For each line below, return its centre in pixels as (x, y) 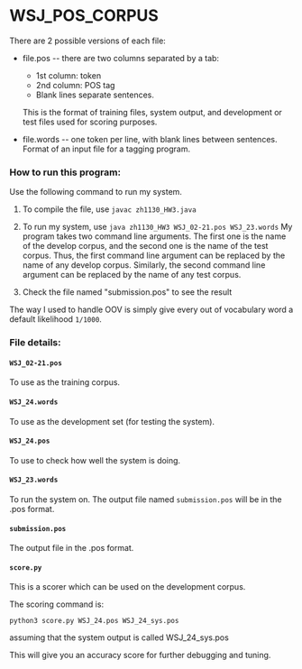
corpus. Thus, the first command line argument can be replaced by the (154, 256)
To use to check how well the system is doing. (95, 460)
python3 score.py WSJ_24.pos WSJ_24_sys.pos (94, 621)
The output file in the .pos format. (72, 548)
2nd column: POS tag (75, 85)
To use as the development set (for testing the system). (112, 421)
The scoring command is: (57, 604)
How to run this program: (65, 172)
